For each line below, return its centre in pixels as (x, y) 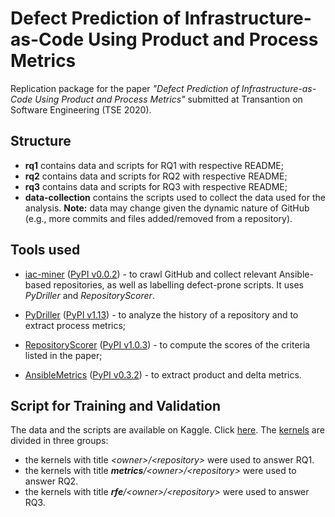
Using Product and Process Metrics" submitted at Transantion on (168, 99)
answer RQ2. (51, 481)
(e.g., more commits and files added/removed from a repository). (158, 218)
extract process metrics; (75, 325)
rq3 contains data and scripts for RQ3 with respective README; (156, 186)
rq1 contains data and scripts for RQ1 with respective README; (154, 165)
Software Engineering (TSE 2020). (81, 109)
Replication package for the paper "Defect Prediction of (125, 88)
